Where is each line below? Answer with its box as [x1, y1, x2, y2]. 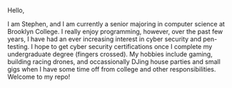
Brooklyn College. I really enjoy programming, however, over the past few [7, 28, 223, 35]
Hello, [7, 6, 25, 14]
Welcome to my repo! [7, 72, 71, 81]
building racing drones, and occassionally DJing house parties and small [7, 57, 221, 66]
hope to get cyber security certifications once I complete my [34, 43, 213, 50]
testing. [7, 43, 30, 50]
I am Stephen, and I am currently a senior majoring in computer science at [7, 20, 225, 28]
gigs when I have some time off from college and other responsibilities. [7, 65, 216, 73]
